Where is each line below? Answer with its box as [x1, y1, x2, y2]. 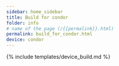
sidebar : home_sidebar [6, 8, 63, 15]
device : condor [6, 37, 44, 43]
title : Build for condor [6, 14, 69, 20]
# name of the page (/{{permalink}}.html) [6, 25, 114, 32]
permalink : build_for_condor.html [6, 31, 93, 37]
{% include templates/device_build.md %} [6, 53, 111, 60]
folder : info [6, 20, 39, 26]
